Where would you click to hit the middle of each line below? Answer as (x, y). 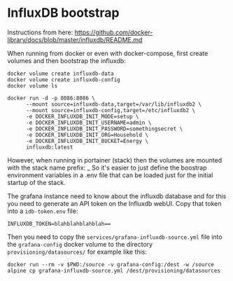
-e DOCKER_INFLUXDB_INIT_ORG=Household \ (87, 135)
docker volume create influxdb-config (64, 80)
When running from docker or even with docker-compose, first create (108, 53)
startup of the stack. (36, 182)
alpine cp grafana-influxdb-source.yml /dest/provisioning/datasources (114, 270)
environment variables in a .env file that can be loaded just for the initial (110, 175)
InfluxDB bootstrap (63, 13)
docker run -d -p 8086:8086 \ (51, 98)
